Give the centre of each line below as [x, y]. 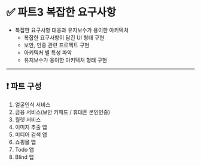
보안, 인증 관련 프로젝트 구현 [57, 45]
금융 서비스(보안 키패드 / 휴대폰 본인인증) [63, 112]
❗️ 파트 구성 [24, 87]
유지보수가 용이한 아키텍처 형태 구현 [66, 60]
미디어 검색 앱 [31, 134]
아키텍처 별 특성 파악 [48, 52]
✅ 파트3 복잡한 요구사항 [61, 12]
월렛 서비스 [28, 119]
